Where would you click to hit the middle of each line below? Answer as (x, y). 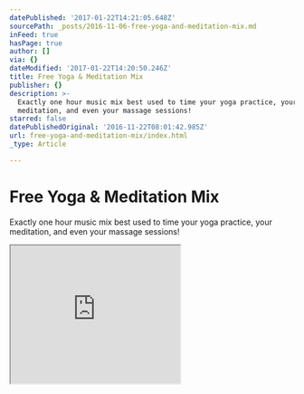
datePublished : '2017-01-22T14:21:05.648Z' (93, 18)
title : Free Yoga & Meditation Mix (76, 77)
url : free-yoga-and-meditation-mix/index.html (99, 136)
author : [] (30, 52)
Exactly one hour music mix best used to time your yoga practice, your (141, 222)
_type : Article (38, 144)
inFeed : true (34, 34)
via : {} (24, 60)
